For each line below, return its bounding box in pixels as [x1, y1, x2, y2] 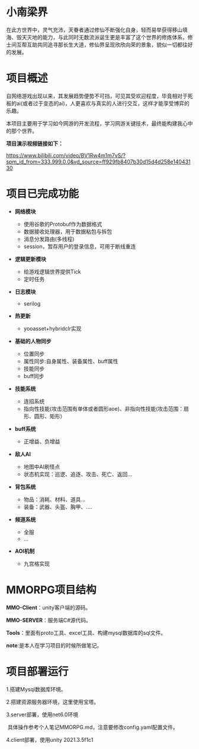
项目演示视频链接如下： [6, 140, 63, 147]
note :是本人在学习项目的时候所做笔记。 [6, 641, 102, 649]
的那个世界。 [6, 127, 37, 134]
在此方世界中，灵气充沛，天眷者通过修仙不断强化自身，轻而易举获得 [6, 26, 172, 33]
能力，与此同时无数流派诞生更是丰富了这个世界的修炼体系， [42, 33, 188, 40]
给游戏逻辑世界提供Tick [23, 268, 81, 275]
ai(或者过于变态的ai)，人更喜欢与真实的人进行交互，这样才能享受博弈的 [16, 99, 190, 107]
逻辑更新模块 [14, 255, 46, 262]
